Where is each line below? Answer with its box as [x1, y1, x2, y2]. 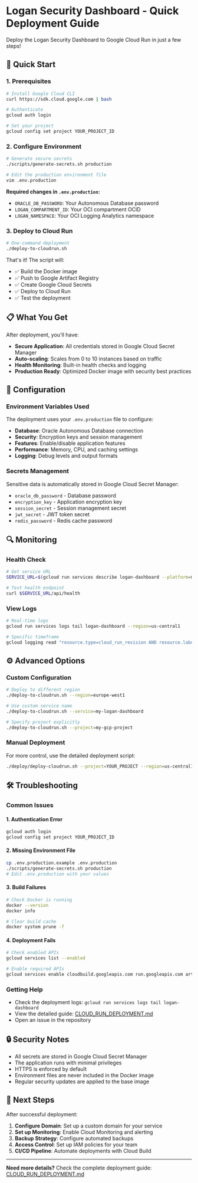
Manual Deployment [6, 739, 65, 747]
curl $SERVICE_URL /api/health [6, 590, 81, 597]
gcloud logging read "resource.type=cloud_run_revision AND [6, 639, 157, 645]
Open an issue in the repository [14, 1017, 91, 1024]
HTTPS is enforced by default [14, 1066, 87, 1073]
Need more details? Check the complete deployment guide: [6, 1164, 152, 1171]
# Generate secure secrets [6, 156, 72, 162]
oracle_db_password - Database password [14, 491, 117, 499]
